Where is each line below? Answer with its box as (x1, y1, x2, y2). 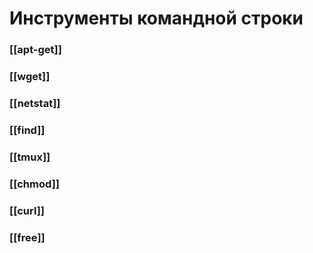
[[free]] (9, 230, 46, 244)
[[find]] (9, 123, 46, 137)
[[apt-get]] (9, 43, 62, 57)
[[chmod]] (9, 177, 60, 191)
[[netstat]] (9, 96, 61, 110)
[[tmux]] (9, 150, 51, 164)
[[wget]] (9, 70, 51, 84)
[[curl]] (9, 203, 46, 217)
